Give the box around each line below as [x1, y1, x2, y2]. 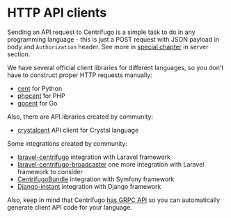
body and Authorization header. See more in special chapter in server [7, 42, 209, 51]
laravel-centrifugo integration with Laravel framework [17, 153, 170, 161]
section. [7, 50, 31, 58]
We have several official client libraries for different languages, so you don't [7, 63, 224, 72]
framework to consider [17, 167, 83, 176]
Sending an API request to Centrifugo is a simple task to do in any [7, 28, 196, 36]
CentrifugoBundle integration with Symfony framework [17, 175, 175, 183]
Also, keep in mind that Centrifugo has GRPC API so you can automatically [7, 196, 221, 204]
